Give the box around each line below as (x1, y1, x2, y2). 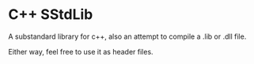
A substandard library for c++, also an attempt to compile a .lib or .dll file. (8, 32, 247, 41)
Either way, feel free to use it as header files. (8, 47, 154, 56)
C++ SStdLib (8, 6, 93, 24)
